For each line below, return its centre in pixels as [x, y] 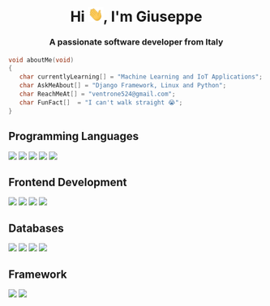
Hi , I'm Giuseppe [136, 17]
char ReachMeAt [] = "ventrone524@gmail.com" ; [97, 94]
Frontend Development [68, 182]
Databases [36, 228]
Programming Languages [74, 136]
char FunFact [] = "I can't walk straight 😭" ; [101, 102]
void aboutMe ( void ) [41, 60]
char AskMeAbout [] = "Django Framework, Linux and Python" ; [123, 86]
